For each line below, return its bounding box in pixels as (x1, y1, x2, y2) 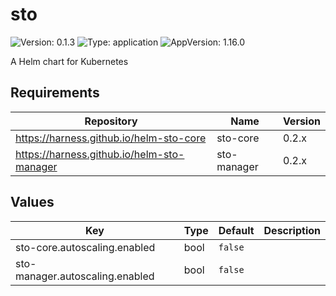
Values (10, 194, 55, 211)
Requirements (10, 84, 100, 102)
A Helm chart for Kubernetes (10, 55, 129, 67)
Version (282, 114, 321, 128)
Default (218, 223, 255, 237)
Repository (84, 114, 138, 128)
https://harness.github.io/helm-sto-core (15, 131, 207, 145)
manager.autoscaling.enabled (15, 269, 155, 283)
